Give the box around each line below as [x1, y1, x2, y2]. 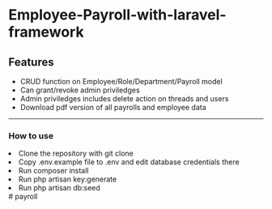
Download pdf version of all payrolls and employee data [19, 103, 206, 112]
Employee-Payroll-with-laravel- [8, 6, 227, 24]
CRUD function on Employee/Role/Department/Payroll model [19, 77, 223, 86]
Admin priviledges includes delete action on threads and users [19, 94, 229, 103]
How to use [8, 130, 54, 141]
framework [8, 23, 84, 41]
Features [8, 55, 54, 69]
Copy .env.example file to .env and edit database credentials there [19, 157, 240, 167]
